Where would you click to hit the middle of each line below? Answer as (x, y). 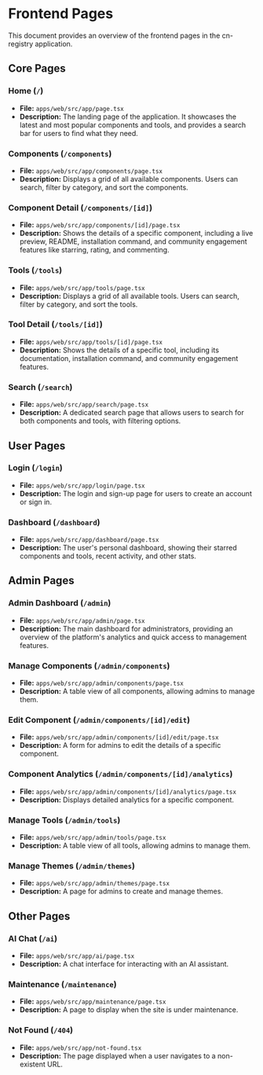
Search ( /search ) (40, 387)
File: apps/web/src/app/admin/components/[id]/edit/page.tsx (119, 737)
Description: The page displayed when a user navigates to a (117, 1055)
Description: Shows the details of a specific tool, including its (119, 350)
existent (32, 1064)
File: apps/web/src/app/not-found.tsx (80, 1047)
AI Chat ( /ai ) (33, 938)
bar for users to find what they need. (79, 133)
